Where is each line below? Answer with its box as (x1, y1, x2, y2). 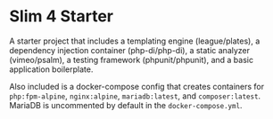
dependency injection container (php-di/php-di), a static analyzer (9, 44, 251, 55)
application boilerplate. (9, 64, 94, 75)
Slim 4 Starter (9, 6, 114, 27)
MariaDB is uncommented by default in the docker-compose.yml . (9, 99, 243, 110)
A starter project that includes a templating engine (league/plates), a (9, 36, 261, 46)
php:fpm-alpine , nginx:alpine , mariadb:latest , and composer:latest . (9, 91, 261, 101)
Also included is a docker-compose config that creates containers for (9, 81, 265, 91)
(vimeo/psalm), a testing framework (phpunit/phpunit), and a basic (9, 54, 254, 65)
